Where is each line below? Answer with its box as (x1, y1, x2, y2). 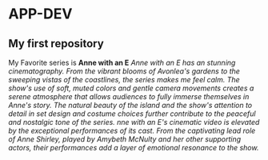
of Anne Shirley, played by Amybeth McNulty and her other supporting (8, 134, 242, 144)
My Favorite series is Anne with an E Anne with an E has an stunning (8, 58, 236, 67)
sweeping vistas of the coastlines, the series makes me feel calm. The (8, 75, 240, 84)
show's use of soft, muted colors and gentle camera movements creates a (8, 83, 254, 93)
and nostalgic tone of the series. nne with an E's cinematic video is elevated (8, 118, 260, 126)
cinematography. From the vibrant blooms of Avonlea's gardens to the (8, 66, 240, 76)
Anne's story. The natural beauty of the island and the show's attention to (8, 101, 253, 110)
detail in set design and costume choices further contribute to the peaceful (8, 109, 256, 118)
